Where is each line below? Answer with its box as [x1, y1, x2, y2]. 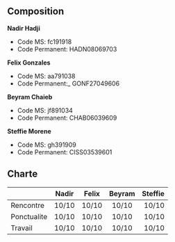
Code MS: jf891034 [17, 106, 73, 114]
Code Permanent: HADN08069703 [17, 45, 117, 53]
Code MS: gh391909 [17, 140, 76, 149]
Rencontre [10, 200, 45, 210]
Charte [7, 168, 38, 180]
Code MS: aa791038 [17, 72, 76, 80]
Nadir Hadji [7, 24, 40, 32]
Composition [7, 6, 65, 17]
